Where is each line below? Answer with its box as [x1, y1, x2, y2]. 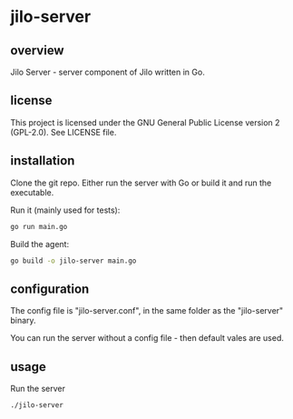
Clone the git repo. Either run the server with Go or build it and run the [10, 177, 272, 188]
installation [10, 153, 75, 169]
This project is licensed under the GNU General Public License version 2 [10, 116, 280, 128]
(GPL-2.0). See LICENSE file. [10, 126, 117, 137]
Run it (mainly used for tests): [10, 205, 121, 215]
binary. [10, 315, 36, 326]
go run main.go [10, 222, 68, 231]
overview [10, 43, 64, 58]
